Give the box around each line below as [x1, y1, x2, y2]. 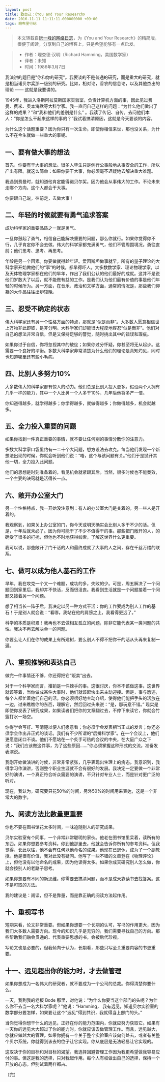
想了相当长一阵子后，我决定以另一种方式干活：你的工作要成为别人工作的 [5, 603, 151, 609]
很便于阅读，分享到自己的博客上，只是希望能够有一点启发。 [17, 41, 138, 47]
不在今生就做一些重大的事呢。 [9, 132, 70, 138]
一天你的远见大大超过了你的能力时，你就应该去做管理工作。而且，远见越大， [5, 1026, 160, 1032]
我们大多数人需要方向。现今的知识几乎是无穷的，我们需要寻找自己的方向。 [5, 928, 156, 934]
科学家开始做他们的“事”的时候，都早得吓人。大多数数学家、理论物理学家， [5, 264, 156, 270]
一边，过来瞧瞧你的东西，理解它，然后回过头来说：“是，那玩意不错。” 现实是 [5, 701, 159, 707]
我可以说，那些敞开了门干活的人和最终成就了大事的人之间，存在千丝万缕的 [5, 545, 156, 551]
